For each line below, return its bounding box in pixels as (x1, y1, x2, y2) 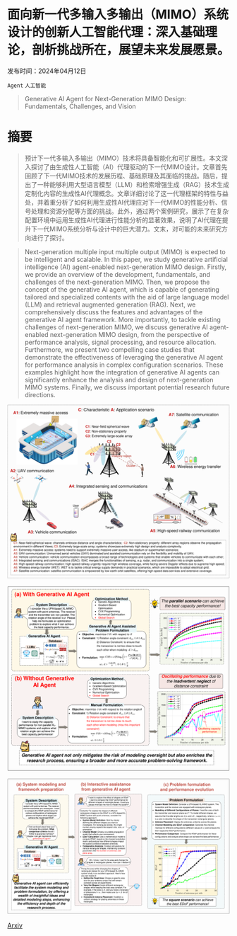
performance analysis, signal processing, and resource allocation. (24, 338, 217, 346)
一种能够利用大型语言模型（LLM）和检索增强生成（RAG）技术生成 (37, 180, 229, 188)
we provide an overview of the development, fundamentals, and (24, 270, 210, 278)
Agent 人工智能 (7, 82, 47, 89)
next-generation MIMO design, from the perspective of (49, 330, 209, 338)
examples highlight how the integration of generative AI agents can (24, 367, 220, 376)
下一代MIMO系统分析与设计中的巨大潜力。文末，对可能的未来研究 (30, 224, 222, 233)
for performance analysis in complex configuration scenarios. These (24, 360, 224, 369)
